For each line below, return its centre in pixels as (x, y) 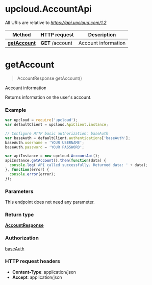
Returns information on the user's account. (48, 97)
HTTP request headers (33, 261)
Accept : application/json (37, 277)
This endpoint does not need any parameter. (50, 202)
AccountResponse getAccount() (50, 78)
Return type (20, 214)
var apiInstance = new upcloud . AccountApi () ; (52, 156)
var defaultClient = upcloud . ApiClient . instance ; (57, 125)
